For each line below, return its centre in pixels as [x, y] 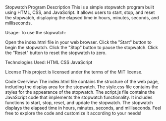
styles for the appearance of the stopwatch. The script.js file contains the [80, 92]
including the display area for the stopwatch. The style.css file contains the [82, 87]
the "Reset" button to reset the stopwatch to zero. [56, 53]
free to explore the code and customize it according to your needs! [73, 113]
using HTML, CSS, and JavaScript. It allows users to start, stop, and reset [80, 12]
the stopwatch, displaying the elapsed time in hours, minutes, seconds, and [82, 18]
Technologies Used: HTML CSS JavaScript [49, 62]
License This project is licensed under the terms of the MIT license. [74, 72]
